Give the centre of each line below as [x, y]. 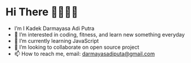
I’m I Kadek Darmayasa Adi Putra [54, 28]
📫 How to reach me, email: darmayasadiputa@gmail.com [85, 54]
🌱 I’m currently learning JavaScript [56, 41]
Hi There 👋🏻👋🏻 [42, 12]
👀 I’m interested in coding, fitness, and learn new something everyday [99, 34]
